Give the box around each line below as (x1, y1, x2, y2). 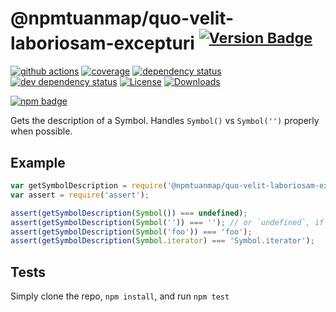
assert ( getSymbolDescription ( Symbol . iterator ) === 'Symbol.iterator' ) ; (10, 236, 315, 246)
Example (10, 154, 66, 171)
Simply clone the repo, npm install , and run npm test (10, 290, 230, 302)
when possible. (10, 125, 73, 137)
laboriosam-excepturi (10, 32, 195, 55)
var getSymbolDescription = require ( (10, 181, 168, 191)
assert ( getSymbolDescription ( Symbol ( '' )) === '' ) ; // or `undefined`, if (10, 217, 325, 227)
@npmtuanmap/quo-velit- (10, 7, 235, 30)
